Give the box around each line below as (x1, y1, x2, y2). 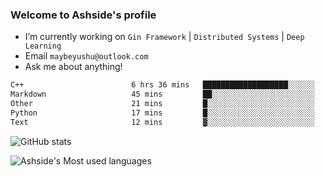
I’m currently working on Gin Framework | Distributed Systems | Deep (24, 31, 305, 43)
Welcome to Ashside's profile (10, 8, 157, 22)
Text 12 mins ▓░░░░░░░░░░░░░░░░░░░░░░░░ (10, 117, 315, 127)
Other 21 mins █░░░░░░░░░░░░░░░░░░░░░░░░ (10, 99, 315, 109)
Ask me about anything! (24, 61, 123, 73)
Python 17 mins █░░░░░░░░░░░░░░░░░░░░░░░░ (10, 108, 315, 118)
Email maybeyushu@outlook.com (24, 50, 149, 62)
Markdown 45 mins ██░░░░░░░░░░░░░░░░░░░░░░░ (10, 89, 315, 100)
